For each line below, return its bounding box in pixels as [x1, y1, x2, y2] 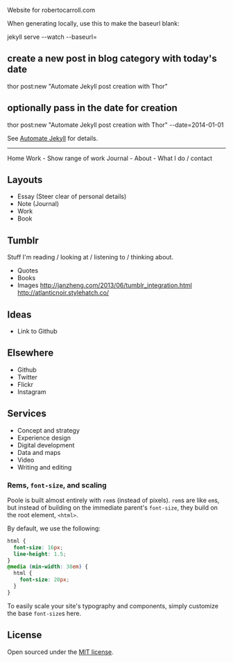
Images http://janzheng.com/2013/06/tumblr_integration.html [17, 281, 192, 290]
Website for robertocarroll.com [7, 6, 96, 14]
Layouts [7, 174, 43, 186]
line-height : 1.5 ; [13, 551, 67, 558]
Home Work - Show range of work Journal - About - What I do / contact [7, 154, 213, 162]
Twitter [17, 372, 38, 381]
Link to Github [17, 327, 58, 336]
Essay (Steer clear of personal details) [17, 192, 127, 200]
